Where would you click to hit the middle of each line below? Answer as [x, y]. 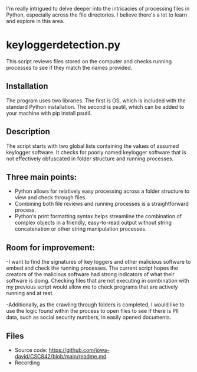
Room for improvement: [51, 248]
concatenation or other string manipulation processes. [81, 229]
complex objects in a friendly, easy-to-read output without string [93, 223]
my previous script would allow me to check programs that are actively [92, 287]
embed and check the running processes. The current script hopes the [92, 268]
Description [28, 132]
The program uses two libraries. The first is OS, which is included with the [96, 101]
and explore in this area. [35, 21]
